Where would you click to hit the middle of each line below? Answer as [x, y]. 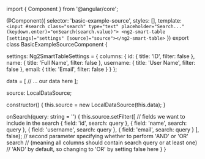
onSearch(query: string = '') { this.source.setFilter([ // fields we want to [96, 116]
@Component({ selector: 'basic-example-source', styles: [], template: [94, 20]
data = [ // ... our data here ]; [42, 81]
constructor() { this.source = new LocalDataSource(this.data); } [86, 105]
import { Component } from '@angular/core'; [62, 9]
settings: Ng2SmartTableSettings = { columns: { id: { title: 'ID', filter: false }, [101, 56]
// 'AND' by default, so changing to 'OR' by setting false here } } [86, 149]
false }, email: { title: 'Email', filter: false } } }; [62, 69]
